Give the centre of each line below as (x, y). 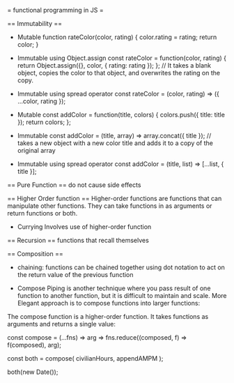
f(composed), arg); (34, 345)
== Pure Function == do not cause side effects (74, 185)
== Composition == (36, 254)
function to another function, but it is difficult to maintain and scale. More (122, 295)
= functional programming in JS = (55, 10)
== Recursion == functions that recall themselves (78, 240)
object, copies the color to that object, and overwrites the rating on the (119, 73)
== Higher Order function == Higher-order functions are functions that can (115, 198)
